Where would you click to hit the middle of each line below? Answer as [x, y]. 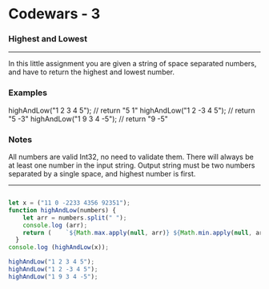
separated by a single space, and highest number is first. [102, 174]
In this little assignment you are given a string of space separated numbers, [132, 64]
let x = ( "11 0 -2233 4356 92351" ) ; [69, 203]
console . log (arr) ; [55, 225]
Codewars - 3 [54, 14]
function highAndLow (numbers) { [62, 210]
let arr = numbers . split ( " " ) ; [75, 218]
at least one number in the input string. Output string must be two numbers [132, 165]
